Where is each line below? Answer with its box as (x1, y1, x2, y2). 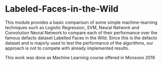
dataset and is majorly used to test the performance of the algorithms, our (5, 40, 153, 46)
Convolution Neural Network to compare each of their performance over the (5, 30, 158, 35)
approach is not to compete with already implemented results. (5, 45, 129, 51)
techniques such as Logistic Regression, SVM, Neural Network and (5, 24, 140, 30)
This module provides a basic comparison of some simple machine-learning (5, 19, 158, 25)
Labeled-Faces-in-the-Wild (5, 3, 119, 15)
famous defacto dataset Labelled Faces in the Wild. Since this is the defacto (5, 35, 157, 41)
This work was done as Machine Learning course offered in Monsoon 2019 (5, 54, 155, 60)
